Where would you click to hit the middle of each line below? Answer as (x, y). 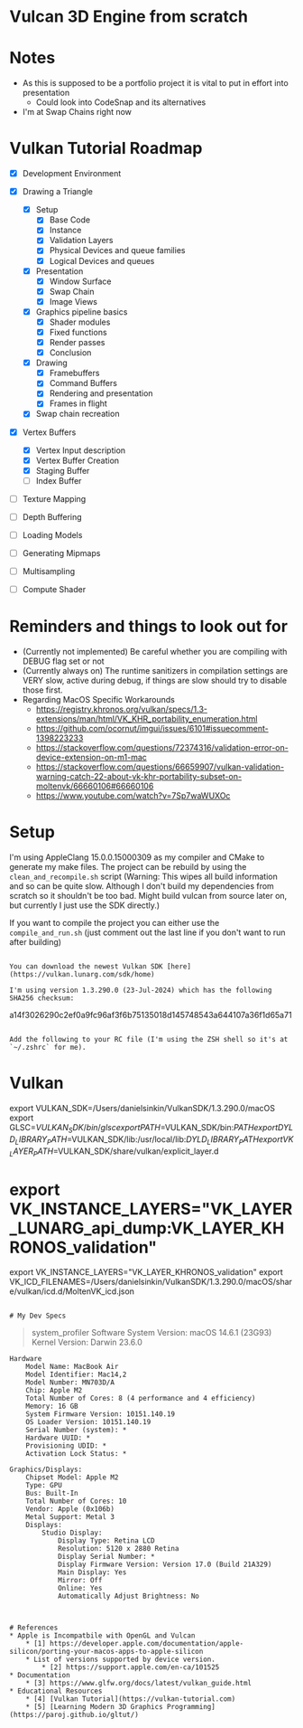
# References (34, 1628)
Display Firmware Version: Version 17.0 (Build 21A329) (165, 1565)
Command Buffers (83, 383)
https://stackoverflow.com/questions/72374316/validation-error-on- (162, 748)
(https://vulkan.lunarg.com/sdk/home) (82, 975)
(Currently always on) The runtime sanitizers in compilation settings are (155, 671)
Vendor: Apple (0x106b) (70, 1509)
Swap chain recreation (78, 414)
